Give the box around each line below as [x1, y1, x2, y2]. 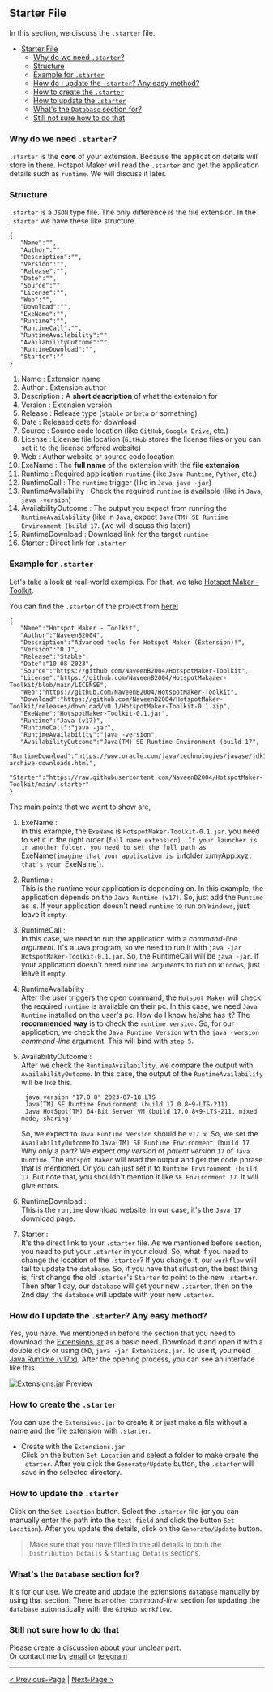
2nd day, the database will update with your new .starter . [20, 1289, 215, 1299]
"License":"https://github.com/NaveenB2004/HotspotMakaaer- [19, 673, 228, 682]
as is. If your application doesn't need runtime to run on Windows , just [20, 901, 250, 911]
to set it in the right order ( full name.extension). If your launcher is [20, 834, 258, 844]
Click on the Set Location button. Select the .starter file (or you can [9, 1506, 240, 1516]
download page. [20, 1214, 75, 1223]
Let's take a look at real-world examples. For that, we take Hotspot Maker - [9, 577, 259, 586]
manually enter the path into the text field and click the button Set [9, 1515, 235, 1525]
